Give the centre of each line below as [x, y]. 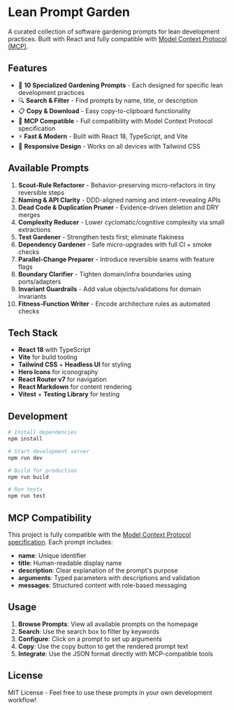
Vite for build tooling [47, 357]
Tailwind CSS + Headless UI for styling [74, 364]
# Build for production [43, 471]
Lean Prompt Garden [69, 12]
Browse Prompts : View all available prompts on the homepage [108, 624]
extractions [34, 229]
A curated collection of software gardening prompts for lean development [114, 31]
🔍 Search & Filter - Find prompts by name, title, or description [108, 100]
